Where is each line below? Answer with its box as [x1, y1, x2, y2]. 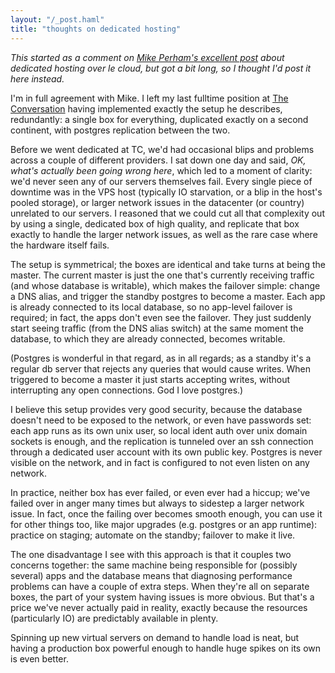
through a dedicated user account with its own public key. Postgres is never [10, 446, 323, 458]
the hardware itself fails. [10, 239, 110, 251]
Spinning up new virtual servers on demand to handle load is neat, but [10, 631, 300, 643]
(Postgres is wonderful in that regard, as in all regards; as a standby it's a [10, 352, 312, 364]
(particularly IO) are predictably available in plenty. [10, 612, 219, 624]
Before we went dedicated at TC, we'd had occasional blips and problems [10, 143, 315, 155]
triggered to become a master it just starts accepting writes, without [10, 373, 290, 385]
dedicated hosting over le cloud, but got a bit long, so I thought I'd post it [10, 62, 312, 74]
